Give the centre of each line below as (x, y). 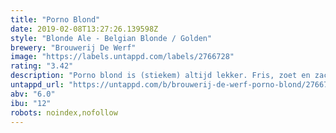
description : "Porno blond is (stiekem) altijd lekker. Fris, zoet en (160, 76)
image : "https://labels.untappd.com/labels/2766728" (122, 57)
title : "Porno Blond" (55, 19)
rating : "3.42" (42, 66)
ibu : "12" (31, 103)
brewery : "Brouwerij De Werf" (73, 47)
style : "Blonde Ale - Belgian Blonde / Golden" (111, 38)
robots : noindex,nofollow (64, 112)
